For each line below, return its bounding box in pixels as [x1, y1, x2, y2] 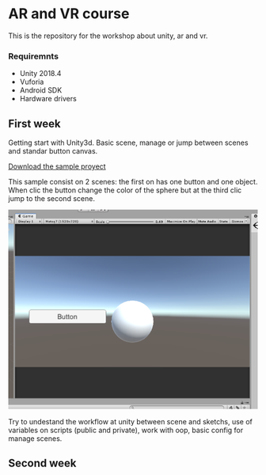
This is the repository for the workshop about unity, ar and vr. [8, 31, 208, 40]
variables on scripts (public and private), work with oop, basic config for [8, 425, 244, 435]
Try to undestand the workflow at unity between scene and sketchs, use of [8, 416, 253, 426]
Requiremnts [8, 51, 59, 62]
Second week [8, 457, 77, 470]
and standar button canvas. [8, 146, 98, 156]
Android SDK [19, 85, 63, 95]
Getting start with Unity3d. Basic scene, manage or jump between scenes [8, 138, 249, 147]
